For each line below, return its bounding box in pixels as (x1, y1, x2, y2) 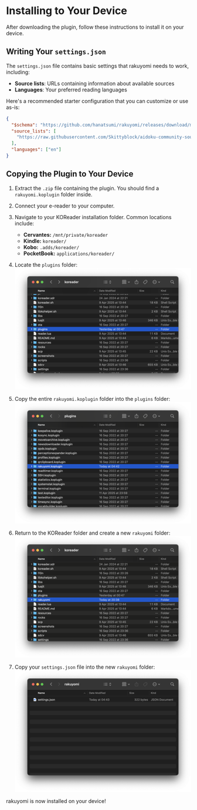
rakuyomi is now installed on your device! (6, 797, 107, 804)
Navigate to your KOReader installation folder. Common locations (14, 213, 172, 220)
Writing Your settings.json (6, 47, 107, 57)
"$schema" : (11, 122, 38, 128)
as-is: (6, 104, 20, 111)
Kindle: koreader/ (23, 237, 67, 244)
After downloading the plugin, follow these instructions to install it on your (6, 23, 184, 30)
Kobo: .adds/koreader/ (23, 243, 80, 250)
